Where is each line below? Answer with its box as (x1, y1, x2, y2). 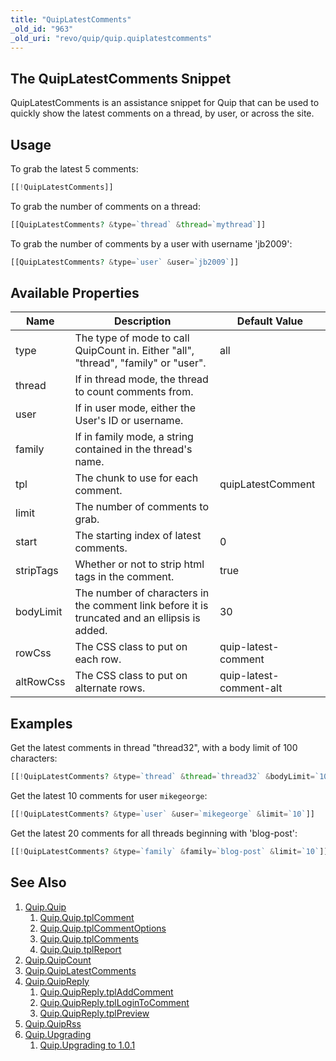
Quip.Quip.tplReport (39, 943, 122, 955)
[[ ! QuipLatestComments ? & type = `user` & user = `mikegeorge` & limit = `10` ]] (10, 809, 315, 820)
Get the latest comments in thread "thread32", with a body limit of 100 (10, 742, 298, 754)
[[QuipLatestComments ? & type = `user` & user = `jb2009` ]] (10, 257, 240, 267)
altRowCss (15, 675, 66, 689)
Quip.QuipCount (24, 954, 92, 966)
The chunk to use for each (74, 471, 199, 485)
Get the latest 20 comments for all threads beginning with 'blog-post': (10, 827, 298, 839)
